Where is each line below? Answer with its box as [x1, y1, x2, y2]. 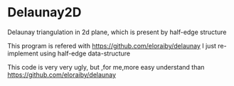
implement [7, 49, 39, 58]
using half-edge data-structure [39, 49, 130, 58]
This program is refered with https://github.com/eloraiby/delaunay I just [7, 41, 217, 50]
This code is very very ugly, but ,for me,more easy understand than [7, 63, 205, 71]
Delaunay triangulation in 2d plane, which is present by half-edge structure [7, 28, 227, 36]
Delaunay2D [7, 4, 82, 21]
